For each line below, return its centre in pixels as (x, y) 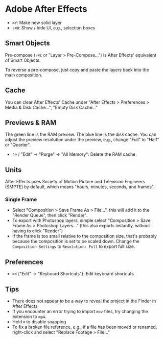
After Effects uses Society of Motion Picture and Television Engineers (75, 182)
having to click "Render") (37, 231)
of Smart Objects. (23, 60)
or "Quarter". (18, 145)
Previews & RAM (31, 123)
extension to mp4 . (29, 316)
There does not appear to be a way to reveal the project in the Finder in (84, 301)
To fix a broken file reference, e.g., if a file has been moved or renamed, (84, 327)
